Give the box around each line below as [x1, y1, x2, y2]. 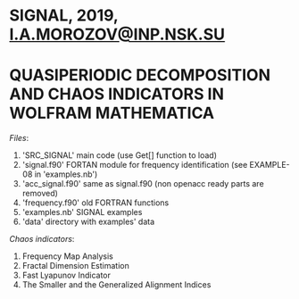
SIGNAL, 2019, [9, 5, 119, 26]
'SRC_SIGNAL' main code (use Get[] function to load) [21, 150, 217, 161]
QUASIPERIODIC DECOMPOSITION [9, 65, 270, 86]
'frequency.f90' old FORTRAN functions [21, 197, 170, 208]
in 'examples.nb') [34, 169, 98, 179]
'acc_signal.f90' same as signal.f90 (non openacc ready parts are [21, 179, 265, 189]
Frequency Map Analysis [21, 251, 113, 262]
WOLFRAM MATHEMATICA [9, 104, 215, 123]
